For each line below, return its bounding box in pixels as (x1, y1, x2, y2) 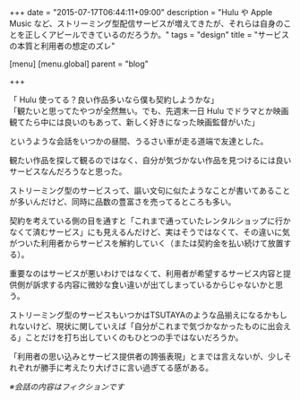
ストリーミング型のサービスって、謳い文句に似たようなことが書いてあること (9, 186, 291, 196)
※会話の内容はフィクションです (9, 381, 124, 392)
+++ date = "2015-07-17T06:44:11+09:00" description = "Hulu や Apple (9, 7, 273, 17)
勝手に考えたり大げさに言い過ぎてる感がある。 (39, 362, 213, 373)
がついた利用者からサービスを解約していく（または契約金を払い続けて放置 (9, 238, 284, 248)
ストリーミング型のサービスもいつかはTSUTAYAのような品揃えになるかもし (9, 309, 288, 320)
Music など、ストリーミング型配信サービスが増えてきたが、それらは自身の (9, 18, 284, 29)
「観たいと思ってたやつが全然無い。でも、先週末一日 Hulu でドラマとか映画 (9, 106, 289, 116)
